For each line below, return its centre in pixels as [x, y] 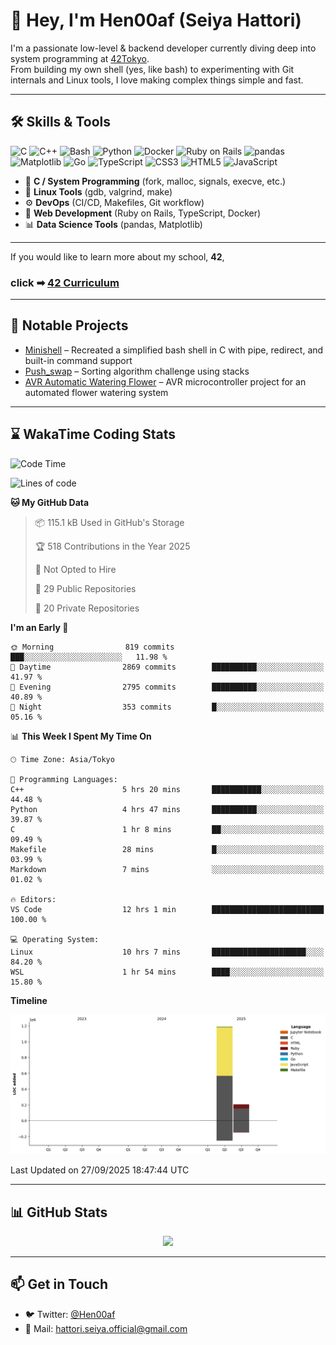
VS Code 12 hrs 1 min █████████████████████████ [167, 909]
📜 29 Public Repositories [85, 588]
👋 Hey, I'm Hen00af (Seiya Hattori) [156, 20]
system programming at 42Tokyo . [80, 58]
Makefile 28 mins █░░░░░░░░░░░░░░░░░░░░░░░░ [167, 849]
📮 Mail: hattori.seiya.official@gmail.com [106, 1328]
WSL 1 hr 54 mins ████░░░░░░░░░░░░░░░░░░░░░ [167, 972]
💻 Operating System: [55, 939]
